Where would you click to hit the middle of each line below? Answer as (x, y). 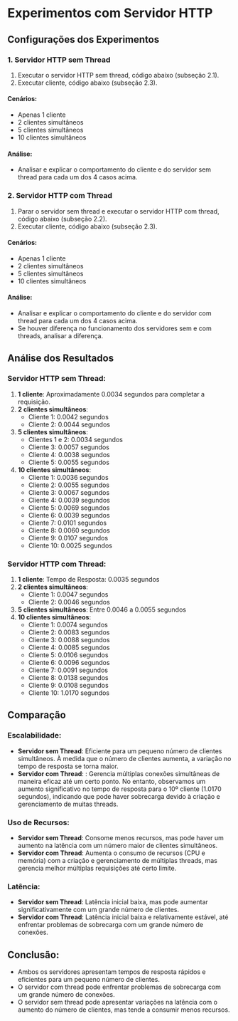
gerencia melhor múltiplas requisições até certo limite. (97, 868)
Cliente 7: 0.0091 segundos (68, 670)
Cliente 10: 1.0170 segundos (69, 693)
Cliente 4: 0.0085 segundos (69, 647)
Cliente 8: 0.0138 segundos (68, 677)
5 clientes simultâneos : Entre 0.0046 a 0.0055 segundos (102, 609)
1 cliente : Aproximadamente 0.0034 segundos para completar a (111, 394)
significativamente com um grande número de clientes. (98, 910)
